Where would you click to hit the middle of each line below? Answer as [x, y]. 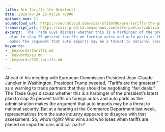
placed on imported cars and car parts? [45, 125]
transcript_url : [22, 28]
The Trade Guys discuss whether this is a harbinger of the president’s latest [82, 93]
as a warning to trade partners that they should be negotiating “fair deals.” [80, 88]
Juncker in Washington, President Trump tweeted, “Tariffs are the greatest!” [82, 83]
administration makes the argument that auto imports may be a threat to [78, 104]
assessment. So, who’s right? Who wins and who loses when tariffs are [77, 119]
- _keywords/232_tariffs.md [34, 60]
